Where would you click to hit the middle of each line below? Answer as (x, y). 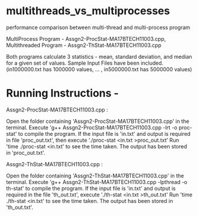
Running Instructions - (63, 93)
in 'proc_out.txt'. (26, 153)
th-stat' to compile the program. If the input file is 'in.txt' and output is (91, 188)
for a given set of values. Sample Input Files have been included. (85, 63)
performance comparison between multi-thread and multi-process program (98, 27)
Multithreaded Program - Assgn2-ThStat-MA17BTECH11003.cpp (84, 45)
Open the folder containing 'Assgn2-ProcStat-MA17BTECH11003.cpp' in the (98, 121)
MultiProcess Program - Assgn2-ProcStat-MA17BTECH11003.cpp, (86, 39)
